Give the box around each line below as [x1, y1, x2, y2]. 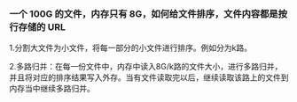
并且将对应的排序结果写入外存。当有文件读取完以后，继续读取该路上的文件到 [9, 72, 289, 83]
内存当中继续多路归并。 [9, 84, 95, 94]
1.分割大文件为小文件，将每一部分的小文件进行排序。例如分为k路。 [9, 42, 253, 54]
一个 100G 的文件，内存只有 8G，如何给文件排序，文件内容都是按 [9, 7, 288, 19]
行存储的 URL [9, 20, 66, 33]
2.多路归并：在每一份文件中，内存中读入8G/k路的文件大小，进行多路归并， [9, 62, 283, 72]
